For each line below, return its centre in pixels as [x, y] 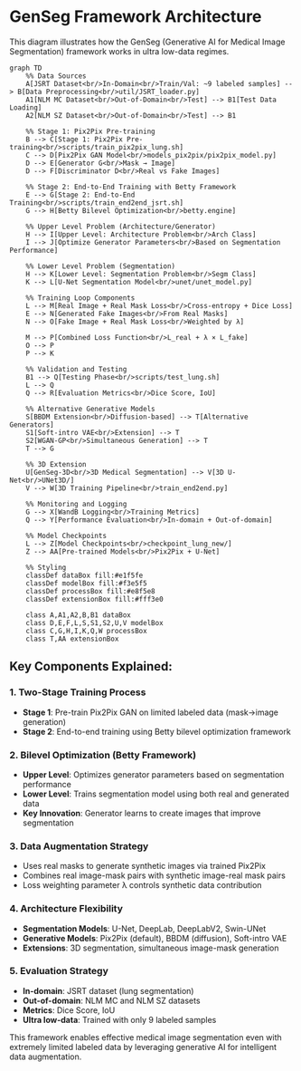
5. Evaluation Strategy [59, 971]
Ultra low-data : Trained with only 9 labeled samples [119, 1019]
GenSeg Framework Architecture [136, 17]
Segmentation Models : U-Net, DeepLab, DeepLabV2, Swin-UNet [144, 928]
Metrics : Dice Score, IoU [69, 1010]
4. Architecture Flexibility [66, 909]
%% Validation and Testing [76, 369]
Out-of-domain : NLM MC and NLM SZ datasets [111, 1000]
